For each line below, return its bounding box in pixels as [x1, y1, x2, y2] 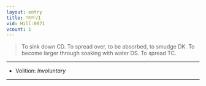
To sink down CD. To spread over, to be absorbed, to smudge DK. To [21, 43, 195, 50]
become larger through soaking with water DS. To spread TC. [21, 50, 177, 57]
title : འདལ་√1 [6, 15, 41, 21]
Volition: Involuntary [15, 67, 66, 74]
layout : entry [6, 9, 43, 15]
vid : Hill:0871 [6, 20, 45, 26]
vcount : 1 [6, 26, 32, 33]
